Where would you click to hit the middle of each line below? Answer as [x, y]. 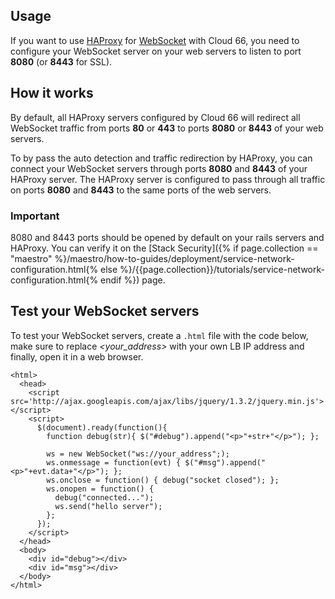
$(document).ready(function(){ [102, 427]
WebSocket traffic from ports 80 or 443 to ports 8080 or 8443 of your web [167, 128]
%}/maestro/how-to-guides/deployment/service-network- [174, 258]
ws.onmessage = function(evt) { [114, 462]
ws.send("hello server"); [108, 506]
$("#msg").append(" [225, 462]
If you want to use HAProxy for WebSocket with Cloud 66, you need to [155, 40]
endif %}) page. [133, 280]
